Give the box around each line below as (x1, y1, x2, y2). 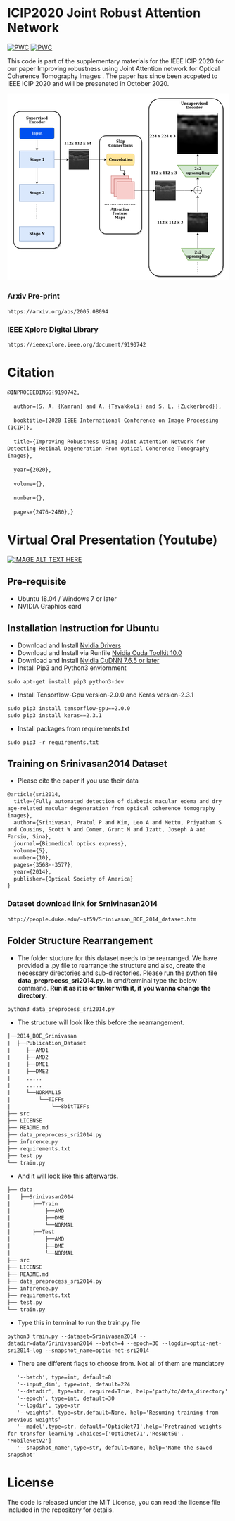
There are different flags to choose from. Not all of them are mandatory (17, 1359, 224, 1367)
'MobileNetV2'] (7, 1437, 52, 1444)
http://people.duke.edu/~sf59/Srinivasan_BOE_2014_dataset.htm (7, 916, 197, 923)
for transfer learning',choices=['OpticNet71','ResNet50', (7, 1430, 184, 1437)
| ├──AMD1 (7, 1046, 49, 1054)
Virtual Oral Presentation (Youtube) (7, 532, 218, 548)
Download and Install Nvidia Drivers (17, 641, 122, 650)
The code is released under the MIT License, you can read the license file (7, 1498, 221, 1506)
